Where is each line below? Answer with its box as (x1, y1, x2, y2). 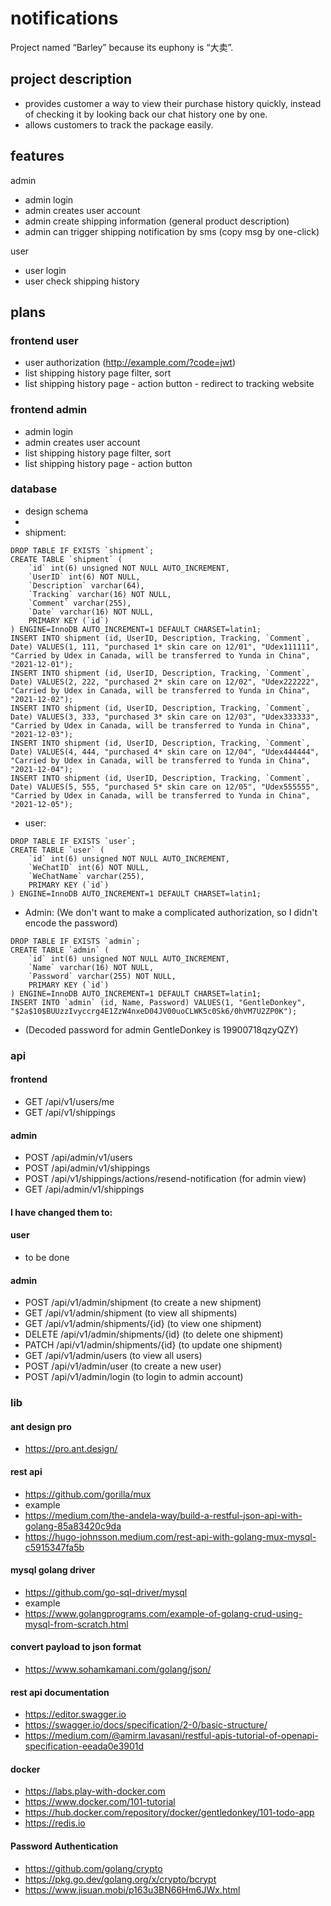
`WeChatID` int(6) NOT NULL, (28, 862, 150, 872)
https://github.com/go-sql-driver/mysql (24, 1586, 188, 1598)
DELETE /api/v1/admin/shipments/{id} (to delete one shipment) (24, 1328, 284, 1341)
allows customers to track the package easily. (24, 118, 214, 131)
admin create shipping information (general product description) (24, 215, 290, 227)
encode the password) (24, 917, 118, 929)
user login (24, 264, 67, 276)
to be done (24, 1251, 70, 1263)
